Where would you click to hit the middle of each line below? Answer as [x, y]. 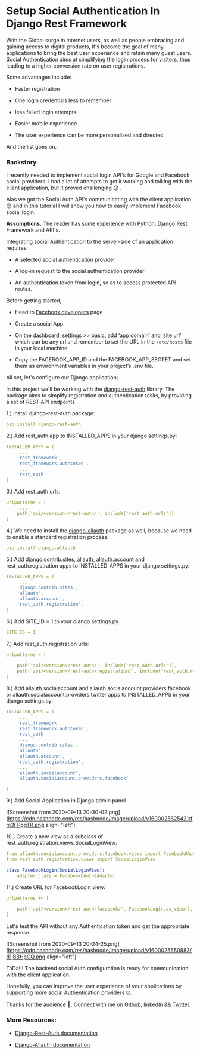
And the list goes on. [32, 146]
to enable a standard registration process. [57, 537]
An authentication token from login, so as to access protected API [95, 283]
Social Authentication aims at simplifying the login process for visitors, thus [98, 59]
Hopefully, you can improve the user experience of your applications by [94, 986]
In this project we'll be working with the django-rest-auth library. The [90, 389]
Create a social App [39, 324]
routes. [24, 289]
